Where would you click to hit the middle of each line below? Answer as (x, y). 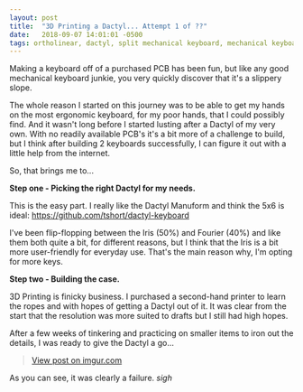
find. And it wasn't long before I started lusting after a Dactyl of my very (142, 125)
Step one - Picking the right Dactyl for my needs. (102, 188)
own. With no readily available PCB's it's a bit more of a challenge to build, (147, 134)
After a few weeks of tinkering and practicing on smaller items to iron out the (151, 333)
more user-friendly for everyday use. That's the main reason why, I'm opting (151, 252)
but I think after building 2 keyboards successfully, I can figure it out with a (148, 144)
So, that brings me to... (52, 171)
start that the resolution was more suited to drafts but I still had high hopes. (149, 316)
